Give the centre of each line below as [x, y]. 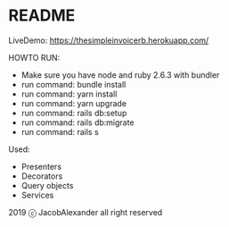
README [42, 16]
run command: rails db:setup [74, 113]
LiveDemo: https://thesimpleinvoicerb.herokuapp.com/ [109, 40]
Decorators [42, 176]
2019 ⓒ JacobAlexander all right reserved [86, 212]
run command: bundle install [74, 84]
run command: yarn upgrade [74, 103]
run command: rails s [60, 131]
